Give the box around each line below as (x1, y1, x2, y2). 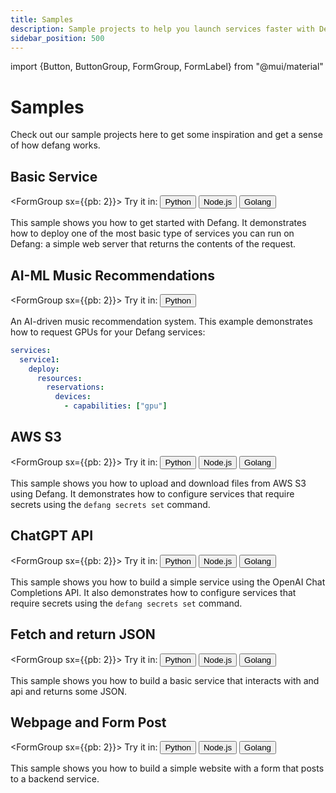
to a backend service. (10, 773, 100, 785)
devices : (54, 392, 92, 402)
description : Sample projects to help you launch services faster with (10, 24, 315, 34)
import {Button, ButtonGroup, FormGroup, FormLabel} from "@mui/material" (10, 61, 324, 73)
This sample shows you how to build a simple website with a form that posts (10, 762, 325, 775)
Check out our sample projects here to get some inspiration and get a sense (10, 129, 323, 141)
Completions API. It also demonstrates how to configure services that (10, 586, 297, 598)
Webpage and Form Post (10, 714, 167, 731)
